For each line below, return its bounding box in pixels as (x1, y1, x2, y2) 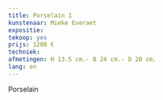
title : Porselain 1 (8, 11, 72, 20)
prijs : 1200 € (8, 41, 55, 49)
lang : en (8, 63, 37, 71)
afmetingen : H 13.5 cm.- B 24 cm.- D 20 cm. (8, 56, 157, 64)
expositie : (8, 26, 44, 34)
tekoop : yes (8, 33, 47, 42)
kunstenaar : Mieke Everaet (8, 19, 97, 27)
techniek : (8, 48, 41, 56)
